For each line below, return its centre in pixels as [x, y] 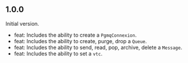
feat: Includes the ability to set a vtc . [58, 53]
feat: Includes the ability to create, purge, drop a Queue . [80, 41]
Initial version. [22, 23]
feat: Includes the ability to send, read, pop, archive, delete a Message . [98, 47]
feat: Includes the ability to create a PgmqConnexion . [75, 35]
